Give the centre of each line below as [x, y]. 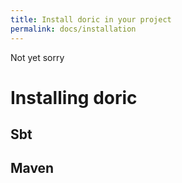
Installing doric [74, 97]
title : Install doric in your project [91, 19]
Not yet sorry [37, 57]
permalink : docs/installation [73, 29]
